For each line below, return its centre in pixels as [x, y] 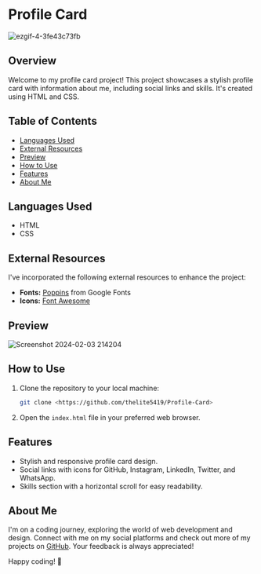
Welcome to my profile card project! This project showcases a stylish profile [131, 79]
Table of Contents [53, 121]
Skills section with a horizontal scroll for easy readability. [111, 486]
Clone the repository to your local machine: [89, 388]
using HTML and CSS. [44, 97]
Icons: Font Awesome [54, 301]
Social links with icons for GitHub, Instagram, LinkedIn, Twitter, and [127, 470]
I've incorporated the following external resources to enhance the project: [127, 277]
